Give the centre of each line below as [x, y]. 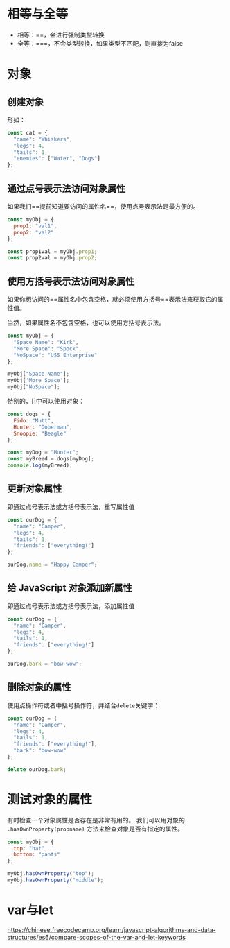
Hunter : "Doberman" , [43, 427]
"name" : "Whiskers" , [43, 139]
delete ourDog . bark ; [37, 769]
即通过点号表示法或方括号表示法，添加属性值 [71, 606]
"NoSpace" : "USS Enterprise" [55, 355]
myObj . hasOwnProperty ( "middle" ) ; [55, 880]
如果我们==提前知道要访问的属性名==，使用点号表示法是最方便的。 [103, 206]
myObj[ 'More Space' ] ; [38, 381]
